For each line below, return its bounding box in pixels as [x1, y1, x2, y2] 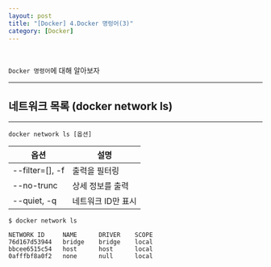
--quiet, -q [12, 195, 57, 206]
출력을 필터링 [72, 165, 119, 176]
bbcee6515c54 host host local [8, 245, 153, 253]
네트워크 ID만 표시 [72, 196, 137, 207]
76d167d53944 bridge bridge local [8, 238, 153, 247]
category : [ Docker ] [8, 27, 74, 35]
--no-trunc [12, 180, 58, 191]
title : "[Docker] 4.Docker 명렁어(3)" [8, 19, 134, 28]
